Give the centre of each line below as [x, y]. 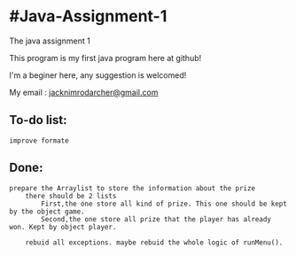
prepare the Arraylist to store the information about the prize [132, 188]
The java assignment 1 [50, 41]
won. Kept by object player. [63, 227]
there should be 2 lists [71, 196]
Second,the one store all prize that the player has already [156, 219]
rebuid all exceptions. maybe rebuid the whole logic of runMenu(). [154, 242]
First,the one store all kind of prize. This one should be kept [164, 204]
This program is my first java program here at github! [105, 58]
